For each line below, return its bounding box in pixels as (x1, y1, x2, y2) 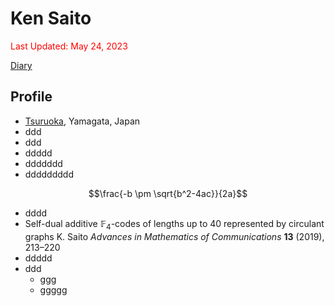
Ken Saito (10, 7, 92, 30)
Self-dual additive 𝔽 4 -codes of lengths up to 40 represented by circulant (24, 217, 325, 232)
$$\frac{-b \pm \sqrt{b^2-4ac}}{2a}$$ (88, 187, 248, 199)
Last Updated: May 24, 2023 (10, 40, 128, 52)
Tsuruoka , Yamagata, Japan (24, 115, 141, 127)
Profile (10, 88, 53, 106)
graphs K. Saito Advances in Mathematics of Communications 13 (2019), (24, 230, 325, 242)
